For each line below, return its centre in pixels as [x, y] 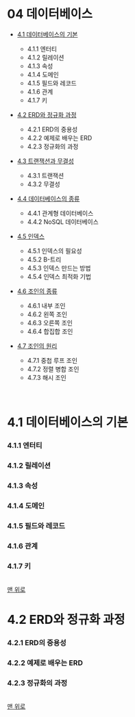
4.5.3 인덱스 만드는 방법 [59, 268]
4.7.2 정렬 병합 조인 [53, 369]
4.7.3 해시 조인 [47, 377]
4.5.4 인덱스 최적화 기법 [59, 276]
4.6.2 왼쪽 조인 [47, 314]
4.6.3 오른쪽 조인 [50, 323]
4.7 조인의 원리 [37, 346]
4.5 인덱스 [31, 236]
